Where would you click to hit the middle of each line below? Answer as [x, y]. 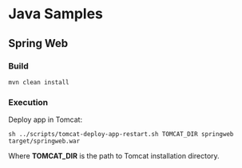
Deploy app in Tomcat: [45, 119]
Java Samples [56, 14]
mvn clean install [39, 82]
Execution [28, 102]
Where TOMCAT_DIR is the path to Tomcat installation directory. [114, 156]
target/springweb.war [44, 141]
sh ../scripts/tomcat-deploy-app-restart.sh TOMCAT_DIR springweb [121, 135]
